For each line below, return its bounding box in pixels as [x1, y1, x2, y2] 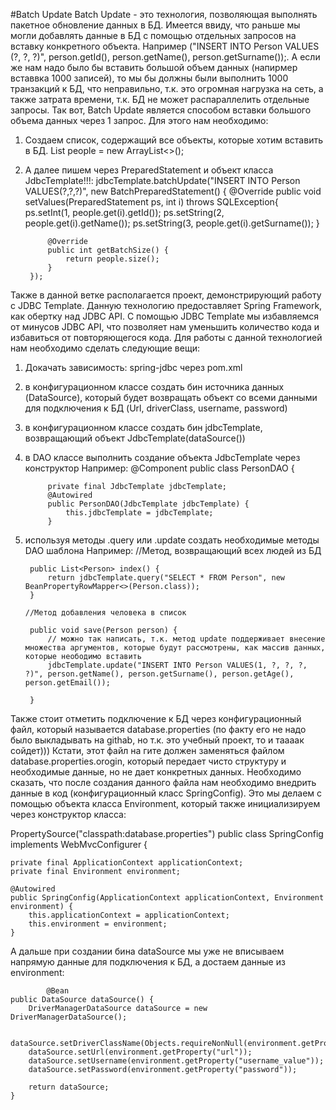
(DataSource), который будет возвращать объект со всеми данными [24, 392, 318, 403]
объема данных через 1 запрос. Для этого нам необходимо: [10, 115, 269, 126]
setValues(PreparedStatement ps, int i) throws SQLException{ [24, 196, 279, 208]
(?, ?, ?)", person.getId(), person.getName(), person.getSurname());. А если [10, 51, 321, 63]
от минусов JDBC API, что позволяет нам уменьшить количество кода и [10, 321, 320, 333]
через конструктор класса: [10, 809, 127, 820]
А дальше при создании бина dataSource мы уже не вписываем [10, 945, 285, 957]
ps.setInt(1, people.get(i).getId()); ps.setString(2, [24, 207, 225, 218]
